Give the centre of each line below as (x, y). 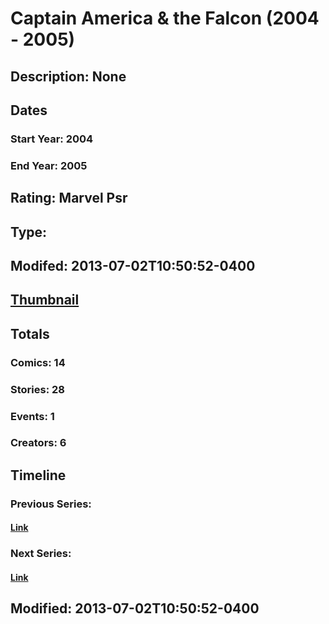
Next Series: (41, 554)
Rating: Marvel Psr (69, 198)
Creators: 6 (38, 443)
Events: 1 (32, 416)
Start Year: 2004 (52, 139)
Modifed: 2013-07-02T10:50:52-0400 (133, 265)
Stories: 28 (37, 389)
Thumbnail (45, 300)
